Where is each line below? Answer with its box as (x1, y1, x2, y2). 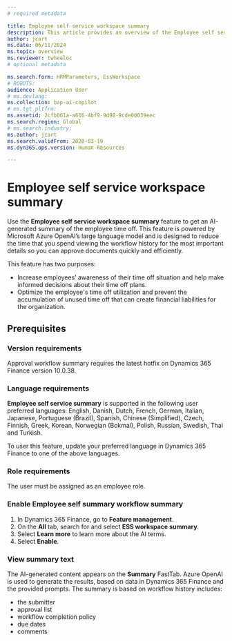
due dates (17, 620, 46, 629)
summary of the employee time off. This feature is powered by (37, 225, 215, 233)
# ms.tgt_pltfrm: (7, 106, 57, 112)
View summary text (7, 554, 75, 564)
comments (17, 627, 48, 635)
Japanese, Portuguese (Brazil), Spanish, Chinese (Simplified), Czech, (7, 414, 204, 422)
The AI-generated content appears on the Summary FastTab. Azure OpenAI (7, 570, 223, 578)
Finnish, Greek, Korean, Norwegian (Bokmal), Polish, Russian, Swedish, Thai (7, 422, 223, 430)
